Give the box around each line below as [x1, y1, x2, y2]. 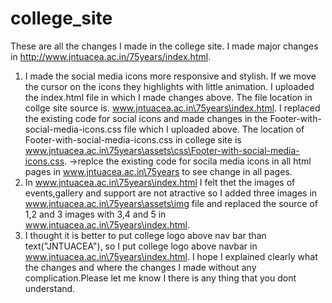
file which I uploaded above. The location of [123, 123, 305, 135]
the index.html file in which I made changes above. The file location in [24, 91, 313, 103]
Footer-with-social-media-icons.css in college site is [24, 133, 242, 146]
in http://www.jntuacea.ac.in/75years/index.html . [10, 50, 212, 62]
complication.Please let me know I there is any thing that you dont [24, 272, 297, 284]
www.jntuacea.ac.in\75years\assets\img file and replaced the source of [24, 197, 318, 209]
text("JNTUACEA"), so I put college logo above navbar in [24, 240, 258, 252]
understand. [24, 282, 76, 294]
